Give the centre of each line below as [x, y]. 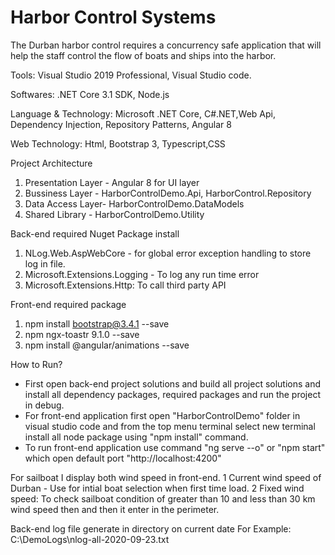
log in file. [45, 263]
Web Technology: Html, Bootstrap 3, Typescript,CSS [118, 143]
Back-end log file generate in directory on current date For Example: [151, 528]
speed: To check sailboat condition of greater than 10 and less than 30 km [163, 498]
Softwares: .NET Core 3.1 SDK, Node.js [90, 94]
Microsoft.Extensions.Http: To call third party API [125, 285]
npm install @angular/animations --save [107, 345]
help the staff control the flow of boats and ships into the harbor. [143, 55]
